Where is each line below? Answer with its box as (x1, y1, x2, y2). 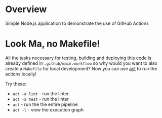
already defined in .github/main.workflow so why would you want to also (5, 60, 157, 66)
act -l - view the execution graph (12, 106, 84, 112)
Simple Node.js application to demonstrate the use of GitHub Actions (5, 20, 149, 26)
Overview (5, 4, 47, 15)
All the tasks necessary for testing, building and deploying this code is (5, 55, 152, 61)
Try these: (5, 81, 27, 87)
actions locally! (5, 71, 37, 77)
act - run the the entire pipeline (12, 101, 78, 107)
